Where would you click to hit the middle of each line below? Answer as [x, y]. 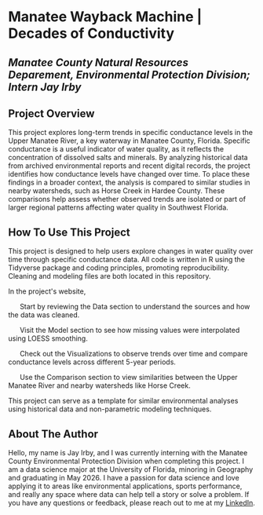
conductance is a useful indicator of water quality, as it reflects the [116, 149]
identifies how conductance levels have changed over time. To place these [129, 174]
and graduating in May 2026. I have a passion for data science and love [124, 478]
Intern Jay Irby [45, 87]
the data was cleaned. [44, 315]
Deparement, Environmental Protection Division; [129, 75]
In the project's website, [47, 291]
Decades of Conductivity [91, 33]
